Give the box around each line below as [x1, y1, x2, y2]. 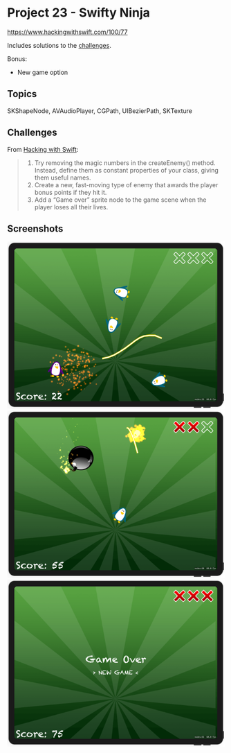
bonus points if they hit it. [34, 188, 107, 196]
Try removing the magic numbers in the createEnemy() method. [34, 158, 216, 167]
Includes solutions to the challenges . [7, 41, 112, 49]
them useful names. [34, 173, 91, 182]
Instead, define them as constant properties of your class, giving [34, 166, 219, 174]
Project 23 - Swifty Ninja [7, 5, 151, 21]
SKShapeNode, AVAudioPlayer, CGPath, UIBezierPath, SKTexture [7, 106, 192, 115]
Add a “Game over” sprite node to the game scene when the [34, 196, 207, 204]
